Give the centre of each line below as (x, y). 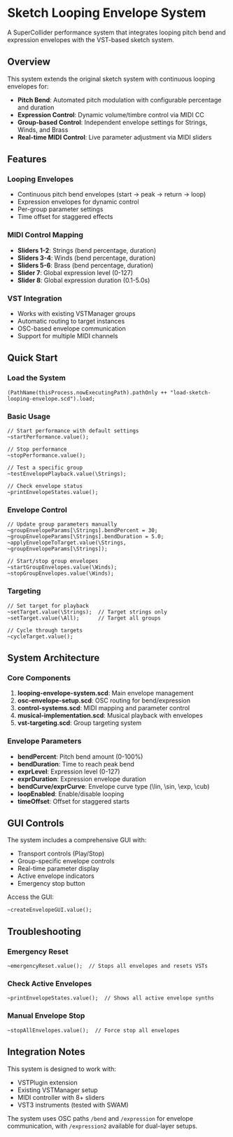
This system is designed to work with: (62, 1069)
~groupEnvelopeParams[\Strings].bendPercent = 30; (83, 531)
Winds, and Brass (43, 129)
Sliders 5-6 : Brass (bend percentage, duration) (85, 265)
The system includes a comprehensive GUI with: (77, 840)
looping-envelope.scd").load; (51, 399)
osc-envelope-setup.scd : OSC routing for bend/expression (104, 700)
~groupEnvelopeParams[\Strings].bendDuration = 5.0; (86, 537)
